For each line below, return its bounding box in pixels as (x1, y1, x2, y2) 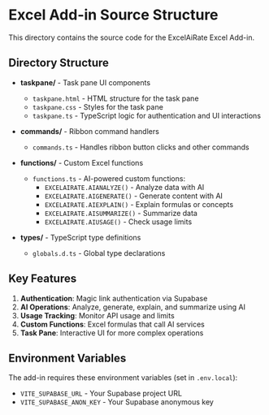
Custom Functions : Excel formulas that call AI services (20, 319, 205, 329)
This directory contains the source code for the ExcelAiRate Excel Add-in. (8, 32, 254, 42)
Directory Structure (8, 56, 110, 70)
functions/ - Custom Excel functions (20, 158, 144, 167)
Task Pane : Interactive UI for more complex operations (20, 327, 204, 338)
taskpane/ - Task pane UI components (20, 77, 151, 87)
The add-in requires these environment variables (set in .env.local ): (8, 373, 238, 383)
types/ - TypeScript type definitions (20, 232, 141, 242)
